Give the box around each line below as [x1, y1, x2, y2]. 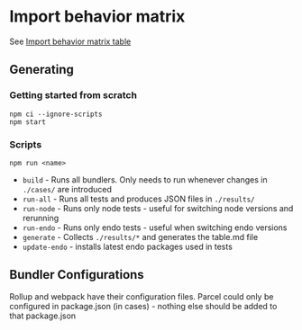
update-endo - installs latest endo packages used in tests [22, 241, 233, 252]
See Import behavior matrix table [9, 36, 132, 47]
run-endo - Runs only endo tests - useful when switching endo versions [22, 222, 288, 233]
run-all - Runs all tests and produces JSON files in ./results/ [22, 193, 255, 204]
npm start [9, 117, 47, 127]
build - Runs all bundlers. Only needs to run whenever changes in [22, 174, 268, 185]
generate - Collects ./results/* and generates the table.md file [22, 231, 259, 242]
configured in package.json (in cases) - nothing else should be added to [9, 300, 278, 311]
